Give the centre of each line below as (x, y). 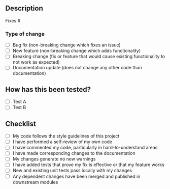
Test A (19, 102)
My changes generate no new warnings (54, 159)
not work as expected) (36, 62)
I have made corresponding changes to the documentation (74, 153)
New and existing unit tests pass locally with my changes (72, 171)
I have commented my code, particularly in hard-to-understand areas (85, 148)
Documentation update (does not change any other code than (77, 68)
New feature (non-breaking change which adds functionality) (77, 51)
